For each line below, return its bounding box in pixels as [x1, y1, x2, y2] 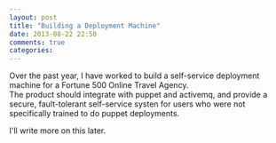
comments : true [9, 37, 66, 47]
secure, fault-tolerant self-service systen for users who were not [9, 99, 246, 109]
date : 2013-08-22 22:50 [9, 29, 98, 38]
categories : [9, 46, 53, 55]
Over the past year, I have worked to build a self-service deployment [9, 70, 260, 81]
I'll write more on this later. [9, 125, 106, 136]
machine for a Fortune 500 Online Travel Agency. [9, 80, 189, 91]
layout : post [9, 12, 58, 22]
